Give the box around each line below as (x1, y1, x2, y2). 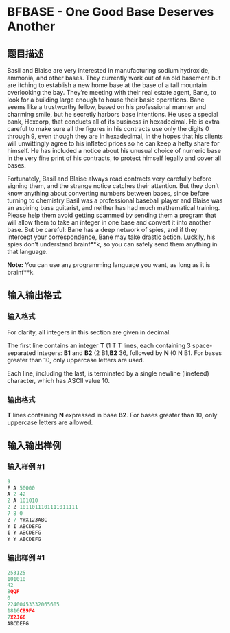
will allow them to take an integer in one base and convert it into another (7, 218, 211, 227)
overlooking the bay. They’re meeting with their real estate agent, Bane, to (7, 89, 216, 96)
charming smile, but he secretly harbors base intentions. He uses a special (7, 111, 218, 118)
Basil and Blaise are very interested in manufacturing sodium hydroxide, (7, 67, 211, 74)
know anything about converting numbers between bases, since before (7, 189, 209, 197)
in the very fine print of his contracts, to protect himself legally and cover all (7, 154, 222, 162)
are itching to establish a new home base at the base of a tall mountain (7, 81, 207, 89)
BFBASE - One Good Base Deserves (7, 4, 214, 20)
